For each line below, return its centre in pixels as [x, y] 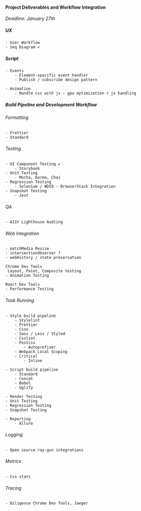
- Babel [23, 383]
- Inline [33, 361]
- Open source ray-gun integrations [44, 450]
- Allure [24, 423]
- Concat [24, 379]
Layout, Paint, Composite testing [44, 271]
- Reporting [18, 419]
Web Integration [22, 233]
